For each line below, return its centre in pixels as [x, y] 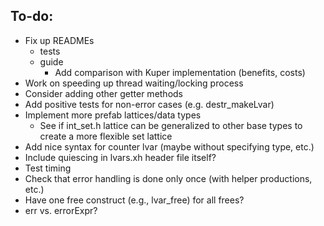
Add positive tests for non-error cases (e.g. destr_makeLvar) [149, 104]
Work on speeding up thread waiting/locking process [134, 83]
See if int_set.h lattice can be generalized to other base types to [171, 125]
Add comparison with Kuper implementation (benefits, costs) [180, 72]
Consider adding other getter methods [104, 93]
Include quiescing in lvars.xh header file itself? [120, 157]
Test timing [48, 168]
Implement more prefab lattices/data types [113, 115]
